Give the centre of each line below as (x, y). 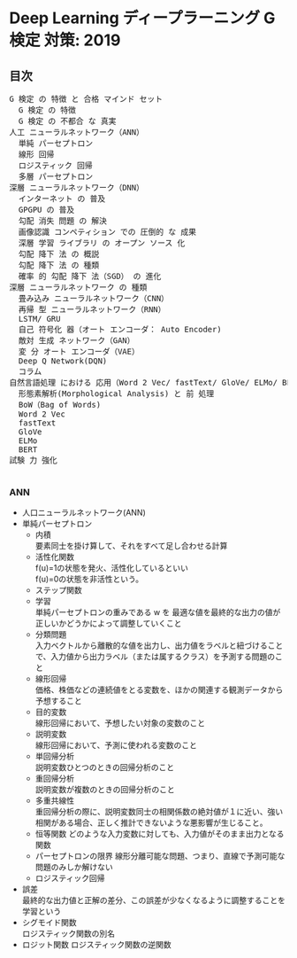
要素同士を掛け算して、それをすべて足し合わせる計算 (131, 546)
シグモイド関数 (49, 923)
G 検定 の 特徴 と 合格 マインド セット (86, 99)
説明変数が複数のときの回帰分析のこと (105, 790)
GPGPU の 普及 (46, 210)
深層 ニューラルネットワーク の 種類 (78, 288)
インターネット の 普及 (62, 199)
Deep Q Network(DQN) (63, 361)
